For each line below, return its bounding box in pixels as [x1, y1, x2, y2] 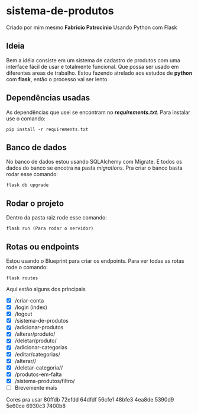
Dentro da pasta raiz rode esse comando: [6, 214, 108, 221]
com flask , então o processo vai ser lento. [6, 75, 109, 82]
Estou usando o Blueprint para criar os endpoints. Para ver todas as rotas [6, 257, 184, 265]
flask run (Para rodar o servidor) [6, 225, 94, 232]
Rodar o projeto [6, 198, 64, 208]
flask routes [6, 275, 38, 281]
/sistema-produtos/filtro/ [14, 377, 75, 384]
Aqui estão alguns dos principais [6, 286, 86, 292]
